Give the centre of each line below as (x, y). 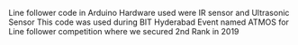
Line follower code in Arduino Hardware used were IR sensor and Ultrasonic (149, 13)
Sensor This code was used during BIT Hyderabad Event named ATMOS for (149, 22)
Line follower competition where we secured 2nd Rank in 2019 (124, 31)
